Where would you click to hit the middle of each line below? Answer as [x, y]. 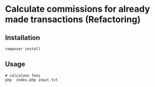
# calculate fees [23, 75]
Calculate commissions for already [78, 9]
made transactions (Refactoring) [73, 19]
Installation [23, 38]
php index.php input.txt [31, 80]
